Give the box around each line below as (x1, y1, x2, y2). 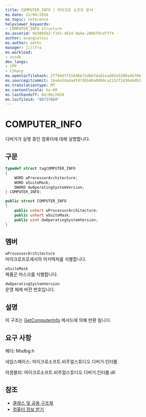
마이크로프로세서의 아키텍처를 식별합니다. (5, 256, 87, 262)
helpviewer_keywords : (5, 21, 51, 27)
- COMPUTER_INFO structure (5, 26, 62, 31)
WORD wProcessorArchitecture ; (14, 175, 78, 180)
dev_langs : (5, 59, 28, 64)
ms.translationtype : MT (5, 82, 56, 88)
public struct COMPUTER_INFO (5, 198, 67, 204)
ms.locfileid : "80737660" (5, 97, 60, 102)
